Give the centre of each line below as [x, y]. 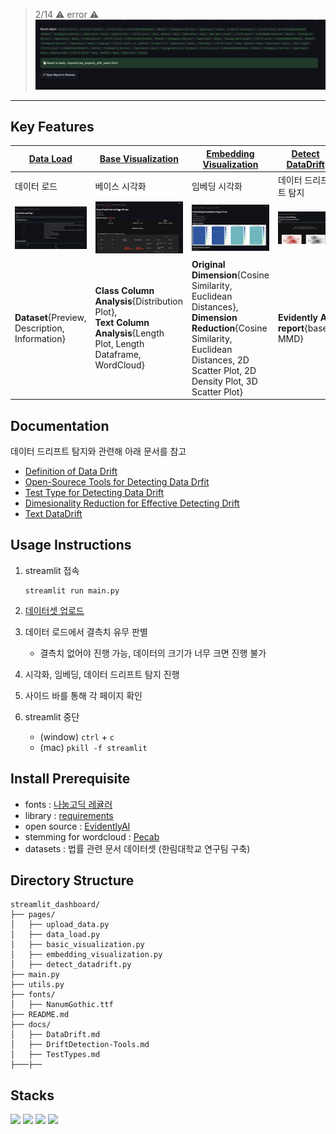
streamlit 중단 [52, 716]
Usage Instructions [71, 545]
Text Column [122, 323]
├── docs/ [31, 1025]
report [291, 328]
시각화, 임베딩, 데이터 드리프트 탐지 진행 [102, 674]
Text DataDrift [53, 514]
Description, [39, 328]
